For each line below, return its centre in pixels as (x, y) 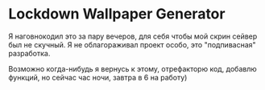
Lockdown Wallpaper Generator (117, 14)
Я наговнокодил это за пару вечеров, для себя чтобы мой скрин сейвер (133, 36)
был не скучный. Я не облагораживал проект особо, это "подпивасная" (132, 44)
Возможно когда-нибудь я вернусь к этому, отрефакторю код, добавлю (133, 68)
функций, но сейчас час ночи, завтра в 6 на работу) (98, 77)
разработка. (29, 53)
